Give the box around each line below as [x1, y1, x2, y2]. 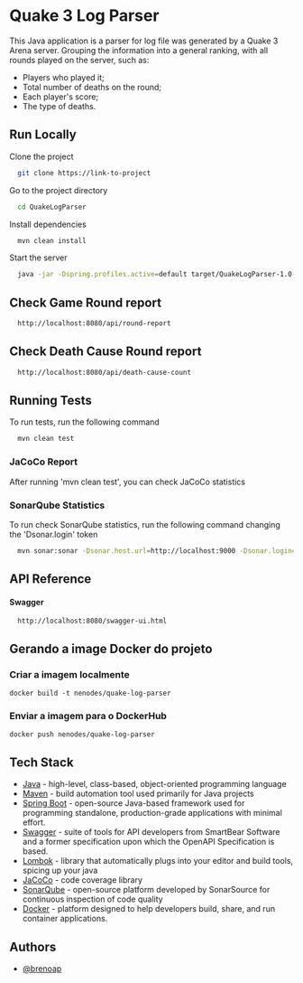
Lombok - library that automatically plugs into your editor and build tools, [22, 856, 294, 866]
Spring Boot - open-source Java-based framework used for [22, 798, 245, 809]
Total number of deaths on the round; [22, 81, 162, 92]
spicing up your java [22, 865, 98, 876]
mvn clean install [17, 236, 87, 245]
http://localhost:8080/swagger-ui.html [17, 616, 168, 626]
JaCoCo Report [9, 455, 78, 468]
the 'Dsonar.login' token [9, 529, 98, 539]
